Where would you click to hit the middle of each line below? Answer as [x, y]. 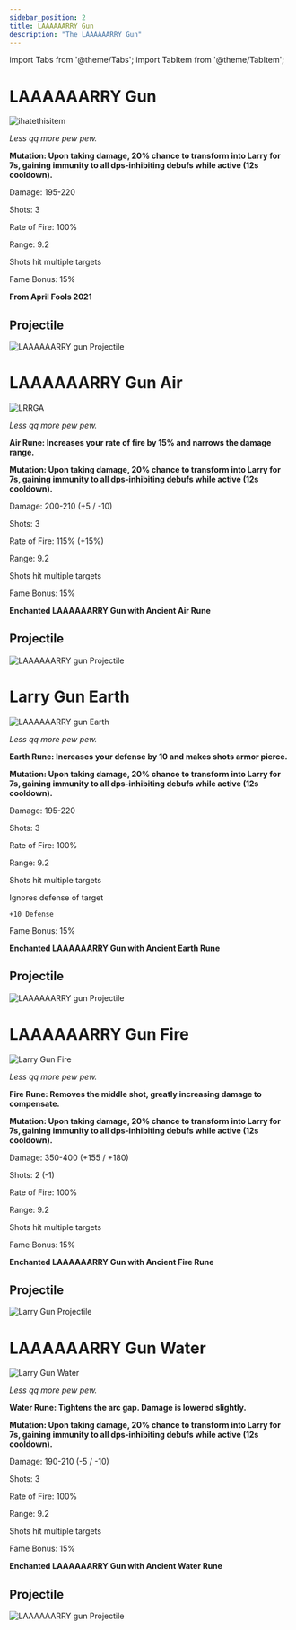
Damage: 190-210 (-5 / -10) [59, 1462]
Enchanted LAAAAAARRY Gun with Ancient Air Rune [110, 611]
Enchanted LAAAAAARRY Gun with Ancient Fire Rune [112, 1262]
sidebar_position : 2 [48, 18]
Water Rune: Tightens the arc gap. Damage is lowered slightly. [128, 1408]
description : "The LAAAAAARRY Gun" [76, 34]
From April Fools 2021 [51, 297]
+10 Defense [31, 914]
